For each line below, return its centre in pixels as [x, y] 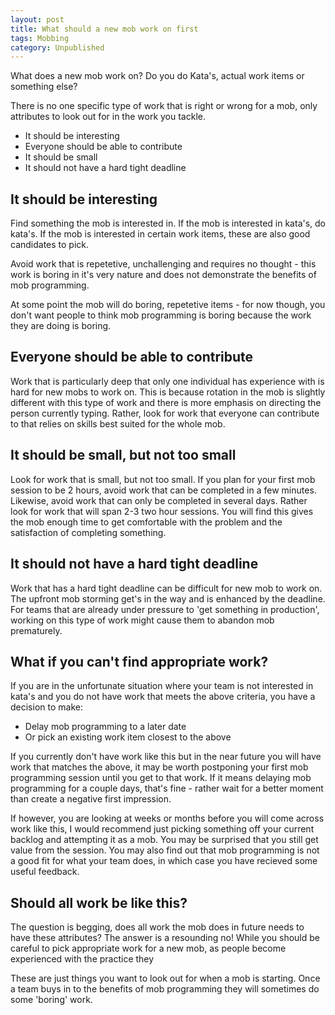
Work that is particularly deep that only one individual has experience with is [167, 381]
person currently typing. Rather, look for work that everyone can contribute [165, 413]
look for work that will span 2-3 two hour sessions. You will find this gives [162, 511]
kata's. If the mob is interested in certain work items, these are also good [160, 234]
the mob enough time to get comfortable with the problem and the [146, 522]
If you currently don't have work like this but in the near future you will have [166, 757]
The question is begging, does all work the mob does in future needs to [157, 927]
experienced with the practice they [82, 959]
